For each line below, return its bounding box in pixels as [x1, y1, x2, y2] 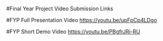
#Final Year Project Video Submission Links [6, 5, 114, 12]
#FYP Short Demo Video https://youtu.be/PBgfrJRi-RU [6, 28, 141, 35]
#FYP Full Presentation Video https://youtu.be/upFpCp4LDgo [6, 17, 158, 23]
